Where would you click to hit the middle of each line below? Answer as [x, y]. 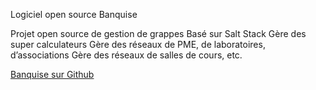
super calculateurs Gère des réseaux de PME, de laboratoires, [138, 44]
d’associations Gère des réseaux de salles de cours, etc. [126, 55]
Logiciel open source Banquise [74, 14]
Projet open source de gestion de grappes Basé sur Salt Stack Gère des [158, 33]
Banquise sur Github [52, 74]
